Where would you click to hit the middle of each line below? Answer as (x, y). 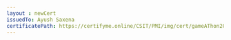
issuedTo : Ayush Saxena (41, 20)
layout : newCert (31, 13)
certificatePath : (31, 26)
